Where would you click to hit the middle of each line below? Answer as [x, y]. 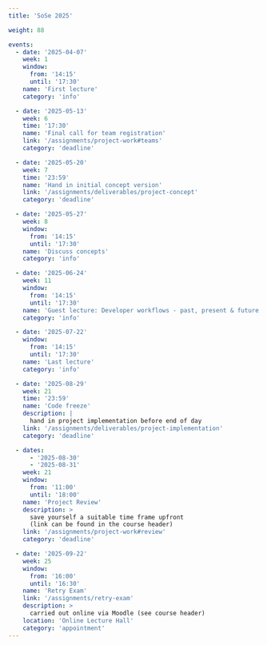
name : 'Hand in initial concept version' [92, 185]
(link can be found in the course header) [101, 524]
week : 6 [35, 118]
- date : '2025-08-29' [52, 384]
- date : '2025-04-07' [52, 52]
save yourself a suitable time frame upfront [106, 517]
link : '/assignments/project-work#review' [94, 532]
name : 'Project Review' [62, 502]
